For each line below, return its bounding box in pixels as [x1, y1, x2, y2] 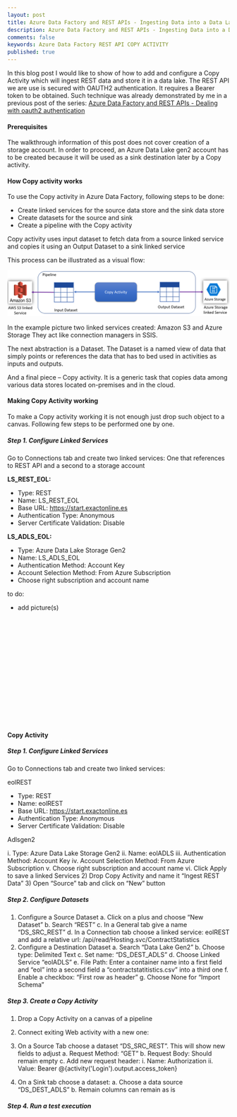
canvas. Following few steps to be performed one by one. [7, 420, 175, 428]
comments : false [7, 34, 55, 41]
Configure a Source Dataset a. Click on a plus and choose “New [17, 913, 204, 922]
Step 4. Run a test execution [7, 1101, 92, 1111]
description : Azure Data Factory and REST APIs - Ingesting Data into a [7, 26, 226, 33]
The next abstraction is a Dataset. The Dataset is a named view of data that [7, 344, 226, 353]
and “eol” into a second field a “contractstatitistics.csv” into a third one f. [17, 965, 229, 974]
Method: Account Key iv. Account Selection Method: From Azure [7, 857, 195, 865]
